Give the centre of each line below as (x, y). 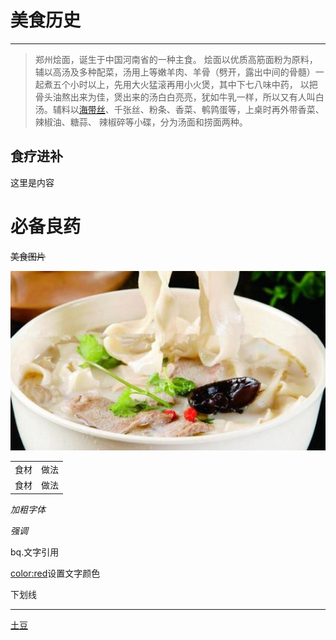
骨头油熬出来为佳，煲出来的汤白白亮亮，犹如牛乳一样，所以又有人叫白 (179, 97)
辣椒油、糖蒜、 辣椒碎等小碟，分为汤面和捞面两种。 (141, 122)
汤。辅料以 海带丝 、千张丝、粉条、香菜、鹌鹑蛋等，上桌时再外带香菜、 (179, 109)
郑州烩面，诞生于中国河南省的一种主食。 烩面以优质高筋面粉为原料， (176, 59)
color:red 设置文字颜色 (55, 573)
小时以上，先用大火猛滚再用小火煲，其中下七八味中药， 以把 (193, 84)
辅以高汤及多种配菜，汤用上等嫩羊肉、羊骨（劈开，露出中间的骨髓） (175, 72)
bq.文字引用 (35, 552)
